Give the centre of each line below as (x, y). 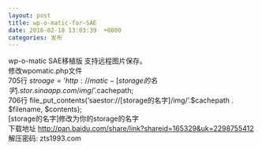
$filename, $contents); (45, 109)
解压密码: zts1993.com (45, 138)
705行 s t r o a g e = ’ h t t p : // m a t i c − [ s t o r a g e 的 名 (83, 81)
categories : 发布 (36, 37)
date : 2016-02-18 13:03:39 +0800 (65, 30)
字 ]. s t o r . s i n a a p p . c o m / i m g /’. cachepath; (71, 91)
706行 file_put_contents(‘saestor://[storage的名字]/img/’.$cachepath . (121, 100)
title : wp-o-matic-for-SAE (52, 23)
